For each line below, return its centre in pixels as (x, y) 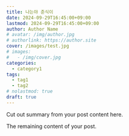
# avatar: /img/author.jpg (40, 35)
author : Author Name (33, 29)
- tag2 (20, 86)
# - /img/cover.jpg (34, 57)
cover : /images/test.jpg (38, 46)
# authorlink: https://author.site (51, 40)
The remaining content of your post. (51, 126)
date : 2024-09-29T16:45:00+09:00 (49, 18)
